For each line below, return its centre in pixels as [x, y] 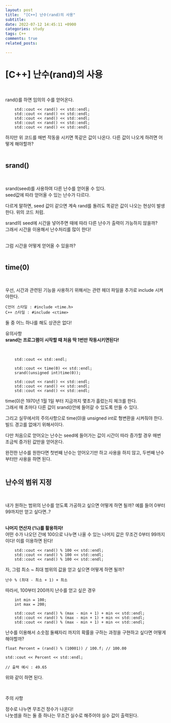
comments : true [21, 39]
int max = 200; [31, 604]
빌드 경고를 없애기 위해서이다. [35, 425]
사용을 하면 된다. [35, 459]
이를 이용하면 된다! [34, 541]
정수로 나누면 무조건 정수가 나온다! [39, 709]
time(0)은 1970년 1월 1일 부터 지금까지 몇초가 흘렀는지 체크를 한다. [71, 401]
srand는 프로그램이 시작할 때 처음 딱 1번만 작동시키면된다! [62, 340]
